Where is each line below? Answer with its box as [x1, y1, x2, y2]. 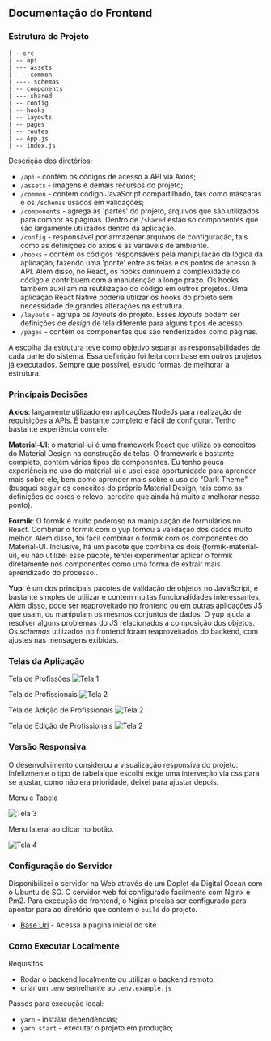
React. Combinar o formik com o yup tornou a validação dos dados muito [8, 524, 252, 534]
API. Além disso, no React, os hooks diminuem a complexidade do [19, 266, 241, 276]
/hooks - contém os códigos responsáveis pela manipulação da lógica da [19, 249, 263, 259]
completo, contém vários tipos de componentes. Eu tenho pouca [8, 457, 224, 467]
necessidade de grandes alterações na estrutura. [19, 300, 184, 311]
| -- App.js [8, 134, 49, 143]
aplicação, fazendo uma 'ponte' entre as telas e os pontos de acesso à [19, 257, 256, 267]
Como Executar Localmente [8, 940, 120, 952]
